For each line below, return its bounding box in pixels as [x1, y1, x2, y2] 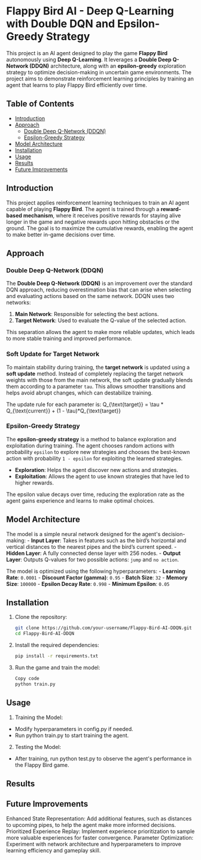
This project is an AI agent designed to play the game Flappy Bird [6, 49, 168, 56]
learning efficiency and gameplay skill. [6, 847, 101, 854]
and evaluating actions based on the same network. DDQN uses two [6, 293, 175, 300]
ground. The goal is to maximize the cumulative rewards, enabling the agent [6, 224, 193, 231]
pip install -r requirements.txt [14, 653, 99, 659]
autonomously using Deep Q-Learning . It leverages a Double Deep [6, 56, 172, 63]
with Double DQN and [6, 17, 115, 31]
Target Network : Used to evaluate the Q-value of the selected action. [14, 317, 187, 324]
